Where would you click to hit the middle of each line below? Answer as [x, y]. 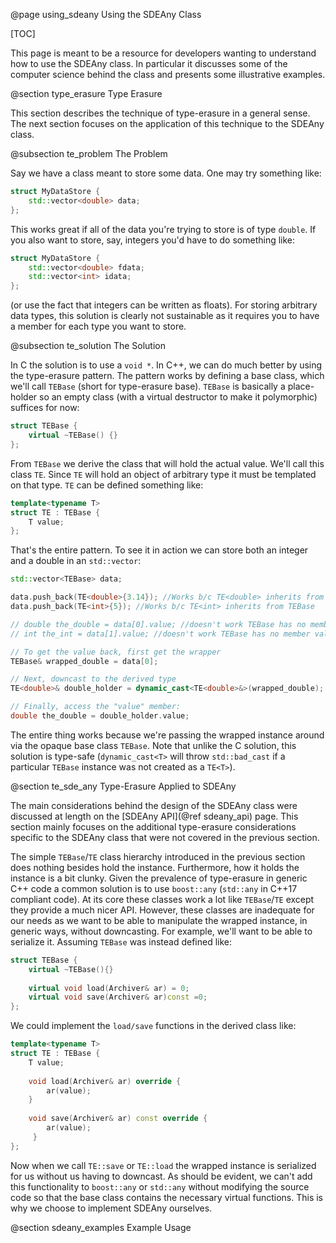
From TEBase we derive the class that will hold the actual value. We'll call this [167, 463]
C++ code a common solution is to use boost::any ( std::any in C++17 [154, 888]
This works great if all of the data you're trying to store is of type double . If [163, 229]
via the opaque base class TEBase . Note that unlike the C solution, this [153, 745]
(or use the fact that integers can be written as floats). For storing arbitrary [164, 305]
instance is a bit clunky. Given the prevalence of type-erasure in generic [159, 878]
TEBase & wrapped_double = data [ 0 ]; [84, 661]
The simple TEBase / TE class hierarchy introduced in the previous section [158, 856]
